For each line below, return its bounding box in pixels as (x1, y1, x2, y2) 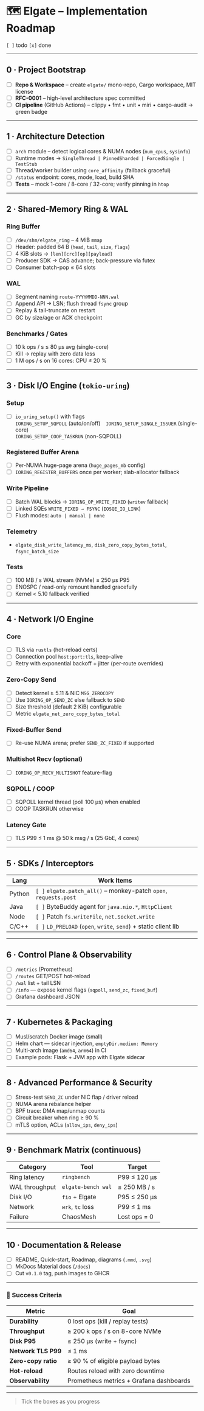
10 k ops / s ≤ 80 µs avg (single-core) (15, 343, 109, 350)
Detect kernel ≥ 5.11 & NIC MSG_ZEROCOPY (15, 689, 114, 696)
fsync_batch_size (15, 548, 59, 555)
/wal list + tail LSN (15, 979, 61, 987)
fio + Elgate (61, 1193, 97, 1202)
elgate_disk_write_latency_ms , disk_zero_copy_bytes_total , (15, 541, 167, 548)
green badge (15, 108, 47, 115)
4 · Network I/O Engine (6, 614, 94, 624)
